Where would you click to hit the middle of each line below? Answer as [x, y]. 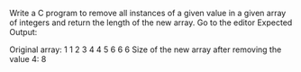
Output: [23, 32]
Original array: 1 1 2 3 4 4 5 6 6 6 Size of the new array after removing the [146, 49]
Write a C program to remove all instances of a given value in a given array [148, 13]
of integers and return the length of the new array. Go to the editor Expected [151, 22]
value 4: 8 [28, 59]
